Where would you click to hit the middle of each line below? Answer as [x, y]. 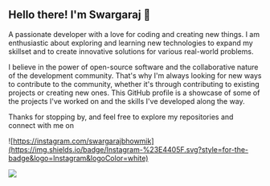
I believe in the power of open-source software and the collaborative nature [133, 67]
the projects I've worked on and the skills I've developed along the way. [127, 101]
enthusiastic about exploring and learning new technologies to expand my [131, 43]
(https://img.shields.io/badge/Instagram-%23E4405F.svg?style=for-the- [129, 149]
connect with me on [41, 125]
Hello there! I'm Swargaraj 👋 [80, 15]
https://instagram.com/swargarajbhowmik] [84, 141]
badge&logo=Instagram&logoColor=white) [78, 158]
